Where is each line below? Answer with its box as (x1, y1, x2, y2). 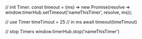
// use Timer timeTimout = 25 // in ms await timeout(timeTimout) (5, 19, 137, 25)
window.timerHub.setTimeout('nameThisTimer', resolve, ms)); (5, 9, 132, 15)
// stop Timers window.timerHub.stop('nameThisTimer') (5, 29, 119, 34)
